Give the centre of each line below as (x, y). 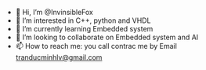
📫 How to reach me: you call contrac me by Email (96, 46)
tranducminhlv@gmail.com (59, 57)
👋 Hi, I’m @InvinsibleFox (54, 12)
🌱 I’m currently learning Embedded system (84, 29)
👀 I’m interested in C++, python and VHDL (83, 20)
